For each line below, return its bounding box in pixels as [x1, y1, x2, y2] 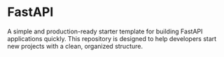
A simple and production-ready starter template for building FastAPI [7, 27, 203, 35]
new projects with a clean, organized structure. [7, 42, 143, 50]
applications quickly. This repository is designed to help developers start [7, 34, 217, 42]
